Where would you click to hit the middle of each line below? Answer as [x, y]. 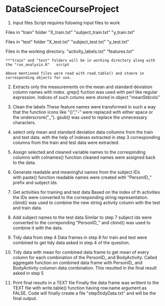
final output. [25, 298]
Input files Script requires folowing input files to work [66, 23]
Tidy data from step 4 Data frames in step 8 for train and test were [80, 237]
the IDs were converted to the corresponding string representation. [81, 197]
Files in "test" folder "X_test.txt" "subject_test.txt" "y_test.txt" [68, 42]
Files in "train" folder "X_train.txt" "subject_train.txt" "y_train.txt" [70, 32]
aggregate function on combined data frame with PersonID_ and [78, 263]
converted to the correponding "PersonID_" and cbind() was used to [82, 222]
